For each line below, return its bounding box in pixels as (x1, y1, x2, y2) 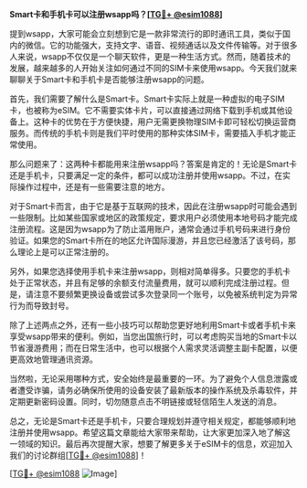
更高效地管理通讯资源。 (9, 354, 98, 365)
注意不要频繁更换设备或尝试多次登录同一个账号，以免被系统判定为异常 (33, 289, 298, 300)
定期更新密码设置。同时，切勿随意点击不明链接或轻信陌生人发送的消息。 (9, 397, 281, 407)
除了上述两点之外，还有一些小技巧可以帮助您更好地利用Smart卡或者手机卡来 (9, 320, 297, 330)
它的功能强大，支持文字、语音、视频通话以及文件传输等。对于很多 (48, 40, 298, 50)
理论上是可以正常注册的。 (16, 247, 114, 257)
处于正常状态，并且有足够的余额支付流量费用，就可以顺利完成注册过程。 (9, 278, 281, 288)
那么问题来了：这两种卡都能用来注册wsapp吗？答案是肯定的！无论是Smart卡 (9, 159, 298, 169)
